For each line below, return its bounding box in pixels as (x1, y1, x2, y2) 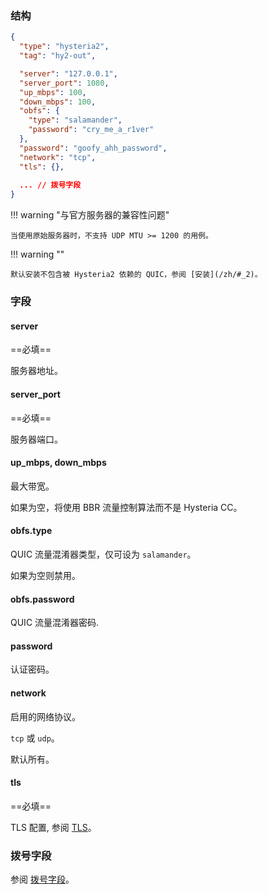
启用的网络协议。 (10, 710, 81, 722)
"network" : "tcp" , (19, 152, 97, 162)
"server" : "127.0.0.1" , (19, 68, 118, 79)
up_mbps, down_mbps (10, 457, 107, 469)
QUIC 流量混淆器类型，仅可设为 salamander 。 (10, 548, 197, 560)
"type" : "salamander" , (28, 115, 123, 126)
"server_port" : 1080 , (19, 78, 110, 88)
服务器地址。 (10, 365, 63, 377)
